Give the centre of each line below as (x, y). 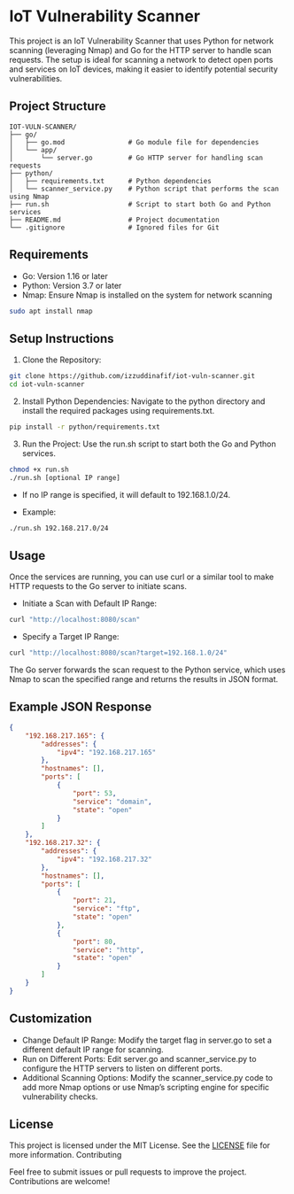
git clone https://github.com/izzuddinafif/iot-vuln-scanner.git (132, 376)
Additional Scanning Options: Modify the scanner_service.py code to (147, 1077)
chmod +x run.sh (39, 469)
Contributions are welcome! (60, 1182)
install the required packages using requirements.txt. (118, 411)
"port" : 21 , (94, 901)
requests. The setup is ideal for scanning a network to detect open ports (141, 59)
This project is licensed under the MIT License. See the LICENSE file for (140, 1145)
